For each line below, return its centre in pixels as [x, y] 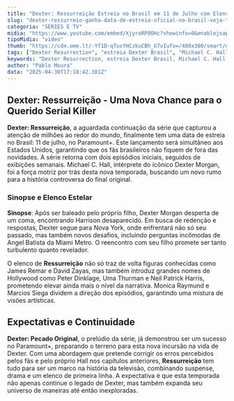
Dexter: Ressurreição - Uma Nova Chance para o [115, 100]
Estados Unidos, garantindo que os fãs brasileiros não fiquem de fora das [113, 150]
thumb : [17, 46]
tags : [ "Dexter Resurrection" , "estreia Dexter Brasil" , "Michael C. [110, 53]
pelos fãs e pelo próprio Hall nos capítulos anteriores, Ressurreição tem [111, 361]
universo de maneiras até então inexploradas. [72, 391]
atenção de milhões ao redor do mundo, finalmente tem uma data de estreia [116, 135]
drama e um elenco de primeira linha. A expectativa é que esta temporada [114, 376]
